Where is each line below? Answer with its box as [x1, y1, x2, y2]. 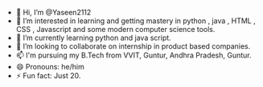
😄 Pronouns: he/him [15, 62, 84, 71]
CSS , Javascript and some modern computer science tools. [15, 25, 216, 34]
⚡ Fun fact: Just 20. [15, 71, 81, 80]
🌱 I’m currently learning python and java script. [15, 33, 171, 42]
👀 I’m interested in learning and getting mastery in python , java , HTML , [15, 16, 256, 26]
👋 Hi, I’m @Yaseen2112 [15, 8, 92, 17]
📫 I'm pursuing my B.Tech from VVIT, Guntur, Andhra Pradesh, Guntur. [15, 50, 252, 60]
